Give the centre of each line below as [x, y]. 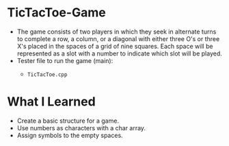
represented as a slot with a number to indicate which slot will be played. [119, 53]
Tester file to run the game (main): [65, 60]
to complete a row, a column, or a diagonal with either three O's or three [118, 38]
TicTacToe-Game [56, 13]
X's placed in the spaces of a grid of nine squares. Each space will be [115, 46]
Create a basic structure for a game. [68, 121]
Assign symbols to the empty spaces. [70, 135]
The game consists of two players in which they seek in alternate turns [117, 32]
